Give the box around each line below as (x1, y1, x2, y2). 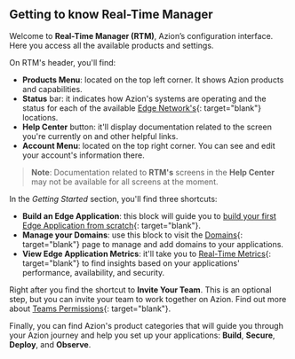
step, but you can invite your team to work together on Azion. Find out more (9, 293, 287, 304)
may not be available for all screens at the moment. (30, 176, 219, 187)
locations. (21, 112, 59, 122)
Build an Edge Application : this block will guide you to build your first (21, 210, 277, 221)
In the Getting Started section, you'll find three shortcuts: (9, 193, 218, 204)
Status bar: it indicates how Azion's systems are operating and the (21, 93, 267, 104)
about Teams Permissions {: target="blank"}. (9, 303, 171, 314)
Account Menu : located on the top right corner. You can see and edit (21, 140, 275, 151)
